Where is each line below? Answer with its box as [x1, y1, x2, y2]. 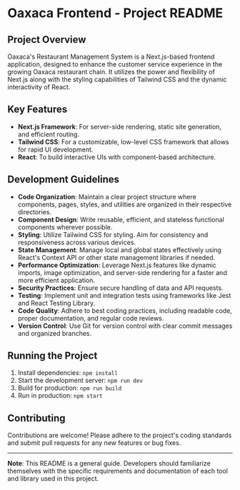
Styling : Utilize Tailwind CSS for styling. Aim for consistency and [17, 230, 209, 239]
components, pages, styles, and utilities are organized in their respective [17, 200, 232, 209]
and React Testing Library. [17, 299, 95, 307]
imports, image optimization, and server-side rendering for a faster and [17, 268, 227, 276]
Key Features [7, 104, 68, 116]
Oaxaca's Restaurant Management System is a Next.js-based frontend [7, 52, 215, 61]
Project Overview [7, 34, 86, 46]
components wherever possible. [17, 223, 113, 231]
